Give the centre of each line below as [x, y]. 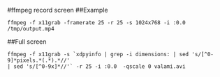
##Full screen [27, 42]
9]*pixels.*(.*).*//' [39, 60]
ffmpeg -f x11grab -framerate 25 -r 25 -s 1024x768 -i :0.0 [97, 23]
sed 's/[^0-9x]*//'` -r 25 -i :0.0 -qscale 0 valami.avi [100, 67]
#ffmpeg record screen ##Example [58, 10]
